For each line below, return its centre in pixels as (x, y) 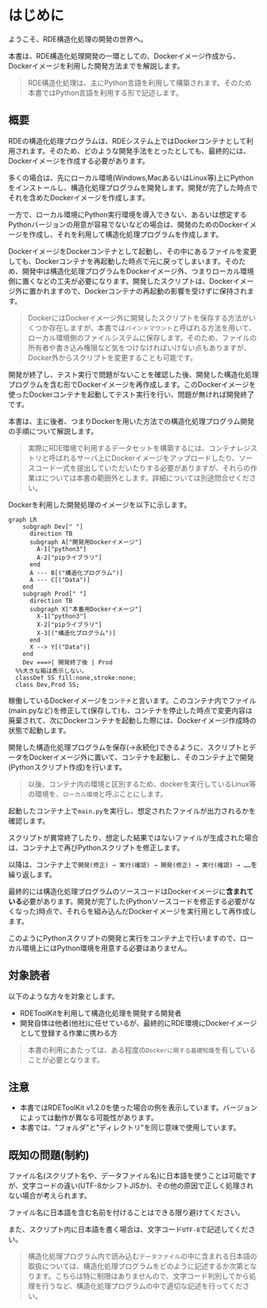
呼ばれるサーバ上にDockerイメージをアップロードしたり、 (144, 458)
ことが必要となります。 (66, 1060)
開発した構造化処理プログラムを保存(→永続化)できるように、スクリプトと (129, 747)
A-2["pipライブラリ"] (70, 557)
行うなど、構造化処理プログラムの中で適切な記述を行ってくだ (142, 1286)
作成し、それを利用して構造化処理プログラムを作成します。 (126, 234)
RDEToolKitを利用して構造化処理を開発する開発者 (101, 1013)
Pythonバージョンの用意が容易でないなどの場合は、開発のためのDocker (126, 224)
